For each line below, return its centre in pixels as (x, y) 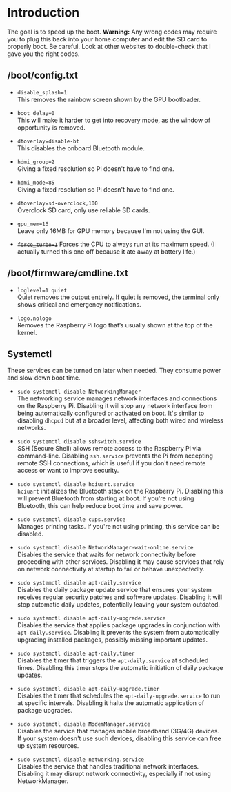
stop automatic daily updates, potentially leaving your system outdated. (119, 605)
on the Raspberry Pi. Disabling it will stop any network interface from (115, 406)
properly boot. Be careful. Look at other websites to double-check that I (109, 46)
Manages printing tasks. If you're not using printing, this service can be (118, 527)
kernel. (27, 332)
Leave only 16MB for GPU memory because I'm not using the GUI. (111, 231)
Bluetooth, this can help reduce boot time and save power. (100, 506)
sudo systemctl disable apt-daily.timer (76, 654)
